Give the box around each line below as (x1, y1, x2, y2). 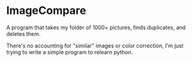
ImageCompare (6, 4, 87, 18)
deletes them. (6, 30, 41, 37)
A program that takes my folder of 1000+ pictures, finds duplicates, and (6, 24, 186, 31)
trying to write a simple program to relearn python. (6, 48, 133, 55)
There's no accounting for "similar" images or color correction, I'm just (6, 42, 184, 49)
